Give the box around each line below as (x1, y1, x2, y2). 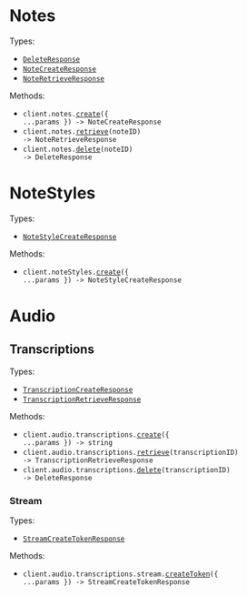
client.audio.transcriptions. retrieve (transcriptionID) (22, 448, 239, 457)
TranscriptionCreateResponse (22, 385, 133, 394)
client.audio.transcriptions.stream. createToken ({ (22, 570, 219, 579)
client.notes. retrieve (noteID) (22, 126, 142, 136)
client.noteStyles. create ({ (22, 268, 129, 277)
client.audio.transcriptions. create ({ (22, 429, 170, 439)
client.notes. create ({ (22, 109, 109, 118)
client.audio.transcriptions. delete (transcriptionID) (22, 465, 231, 474)
